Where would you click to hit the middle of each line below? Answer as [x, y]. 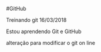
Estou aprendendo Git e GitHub [44, 31]
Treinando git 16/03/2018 [36, 20]
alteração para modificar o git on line [51, 43]
